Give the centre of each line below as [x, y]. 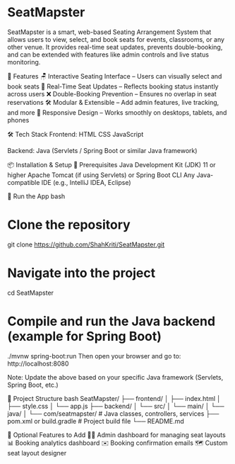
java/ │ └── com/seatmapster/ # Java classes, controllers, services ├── [113, 413]
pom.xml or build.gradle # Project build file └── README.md [96, 421]
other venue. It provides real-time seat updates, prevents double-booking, [115, 47]
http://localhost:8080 [38, 363]
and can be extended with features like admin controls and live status [108, 55]
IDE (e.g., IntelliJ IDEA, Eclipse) [86, 182]
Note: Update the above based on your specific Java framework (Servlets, [115, 377]
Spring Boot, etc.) [33, 385]
